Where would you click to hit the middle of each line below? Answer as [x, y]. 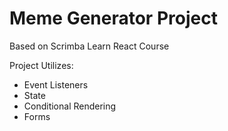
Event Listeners [56, 84]
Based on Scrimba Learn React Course [89, 46]
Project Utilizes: [41, 65]
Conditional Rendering [70, 106]
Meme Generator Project [113, 18]
